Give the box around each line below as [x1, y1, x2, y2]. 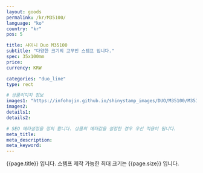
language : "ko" [6, 20, 45, 26]
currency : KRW [6, 65, 42, 71]
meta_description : [6, 137, 53, 143]
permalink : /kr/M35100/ [6, 15, 66, 21]
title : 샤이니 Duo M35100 [6, 42, 68, 48]
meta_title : [6, 131, 36, 137]
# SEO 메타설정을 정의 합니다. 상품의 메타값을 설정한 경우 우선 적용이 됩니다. [6, 125, 176, 132]
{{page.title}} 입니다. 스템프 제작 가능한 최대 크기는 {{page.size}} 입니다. [6, 160, 179, 167]
